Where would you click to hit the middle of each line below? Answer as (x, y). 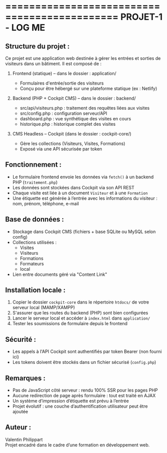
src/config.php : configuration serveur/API (63, 113)
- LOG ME (25, 28)
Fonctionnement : (33, 165)
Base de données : (35, 219)
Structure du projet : (38, 46)
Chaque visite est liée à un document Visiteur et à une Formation (80, 193)
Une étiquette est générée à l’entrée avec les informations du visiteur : (85, 198)
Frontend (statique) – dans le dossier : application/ (64, 73)
